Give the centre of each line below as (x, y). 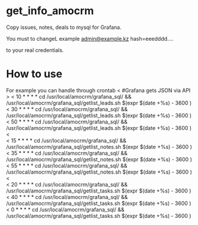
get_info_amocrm (50, 11)
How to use (34, 74)
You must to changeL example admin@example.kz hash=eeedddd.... (90, 38)
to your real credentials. (35, 50)
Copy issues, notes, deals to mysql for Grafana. (64, 27)
